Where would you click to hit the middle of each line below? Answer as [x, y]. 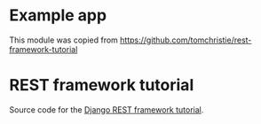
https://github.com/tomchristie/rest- [186, 40]
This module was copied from [63, 40]
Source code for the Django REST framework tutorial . [107, 109]
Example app [58, 15]
